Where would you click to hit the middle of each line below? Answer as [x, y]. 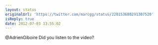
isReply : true [20, 19]
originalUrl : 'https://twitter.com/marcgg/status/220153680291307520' [79, 14]
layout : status [21, 10]
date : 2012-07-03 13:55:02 [33, 23]
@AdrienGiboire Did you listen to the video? [50, 38]
